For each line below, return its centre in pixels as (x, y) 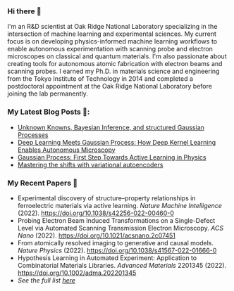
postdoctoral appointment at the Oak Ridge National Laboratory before (110, 86)
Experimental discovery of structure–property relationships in (106, 198)
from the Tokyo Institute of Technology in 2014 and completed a (100, 79)
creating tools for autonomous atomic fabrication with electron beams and (115, 64)
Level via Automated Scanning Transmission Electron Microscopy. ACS (121, 228)
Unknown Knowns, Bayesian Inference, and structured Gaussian (111, 127)
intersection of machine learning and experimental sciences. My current (112, 34)
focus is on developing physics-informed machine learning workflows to (112, 41)
